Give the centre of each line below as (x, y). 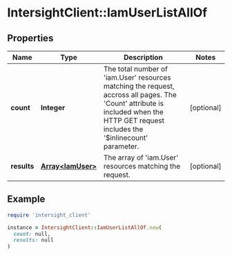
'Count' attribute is (134, 103)
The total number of (135, 69)
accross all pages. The (140, 95)
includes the (123, 129)
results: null (33, 240)
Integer (53, 108)
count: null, (32, 234)
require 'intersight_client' (49, 215)
